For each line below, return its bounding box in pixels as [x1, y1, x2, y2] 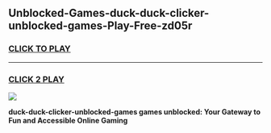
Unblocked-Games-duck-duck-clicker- [8, 6, 210, 20]
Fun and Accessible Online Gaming [8, 115, 128, 125]
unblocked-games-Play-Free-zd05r [8, 19, 193, 33]
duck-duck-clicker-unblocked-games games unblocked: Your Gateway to [8, 106, 261, 116]
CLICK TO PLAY [8, 44, 71, 55]
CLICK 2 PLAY [8, 73, 65, 85]
